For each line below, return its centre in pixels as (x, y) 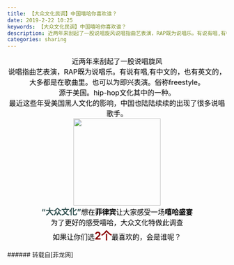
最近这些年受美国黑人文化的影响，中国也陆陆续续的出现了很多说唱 (117, 103)
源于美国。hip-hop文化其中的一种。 (117, 93)
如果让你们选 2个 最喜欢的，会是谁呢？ (117, 236)
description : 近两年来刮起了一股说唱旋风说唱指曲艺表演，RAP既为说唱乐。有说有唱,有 (117, 33)
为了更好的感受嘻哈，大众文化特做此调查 (117, 222)
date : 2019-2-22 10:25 (40, 20)
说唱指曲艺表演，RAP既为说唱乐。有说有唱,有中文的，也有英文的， (117, 72)
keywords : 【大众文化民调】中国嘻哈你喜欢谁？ (67, 26)
